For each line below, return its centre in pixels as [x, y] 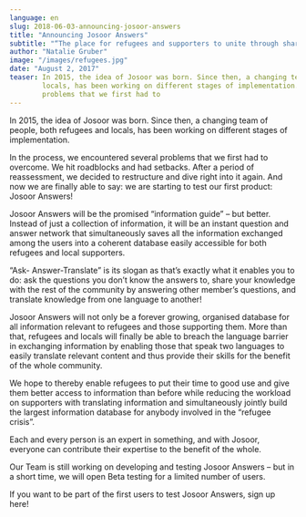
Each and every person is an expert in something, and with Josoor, [135, 439]
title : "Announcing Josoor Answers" [79, 35]
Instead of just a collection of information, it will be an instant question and [149, 223]
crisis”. [22, 421]
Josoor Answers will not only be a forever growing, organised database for [149, 316]
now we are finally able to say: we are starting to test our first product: [141, 186]
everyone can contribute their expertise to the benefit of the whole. [136, 449]
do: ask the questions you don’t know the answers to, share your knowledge [153, 280]
